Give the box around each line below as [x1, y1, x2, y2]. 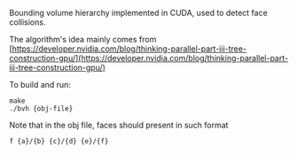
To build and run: [9, 80, 71, 89]
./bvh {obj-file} [9, 104, 74, 113]
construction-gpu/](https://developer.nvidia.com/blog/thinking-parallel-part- [9, 53, 289, 63]
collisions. [9, 17, 46, 27]
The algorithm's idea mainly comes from [9, 35, 157, 44]
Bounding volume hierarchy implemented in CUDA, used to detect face [9, 8, 268, 18]
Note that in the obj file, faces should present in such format [9, 119, 229, 130]
